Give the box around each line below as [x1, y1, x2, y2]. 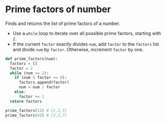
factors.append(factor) [18, 80, 70, 85]
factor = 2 [10, 66, 33, 71]
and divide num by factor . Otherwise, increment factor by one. [12, 46, 144, 52]
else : [14, 89, 26, 95]
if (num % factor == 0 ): [14, 75, 67, 80]
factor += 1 [18, 94, 44, 99]
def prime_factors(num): [5, 56, 58, 61]
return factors [10, 99, 42, 104]
